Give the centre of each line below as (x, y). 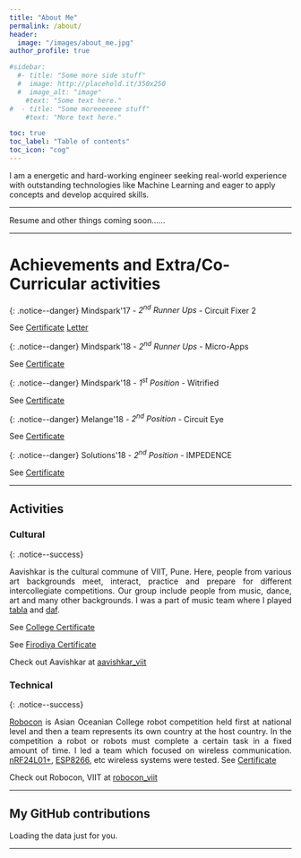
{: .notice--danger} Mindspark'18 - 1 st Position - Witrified (114, 382)
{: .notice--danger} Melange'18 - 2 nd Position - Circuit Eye (116, 418)
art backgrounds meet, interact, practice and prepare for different (150, 581)
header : (24, 34)
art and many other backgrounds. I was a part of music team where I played (150, 600)
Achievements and (81, 265)
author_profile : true (50, 51)
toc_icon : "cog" (39, 150)
